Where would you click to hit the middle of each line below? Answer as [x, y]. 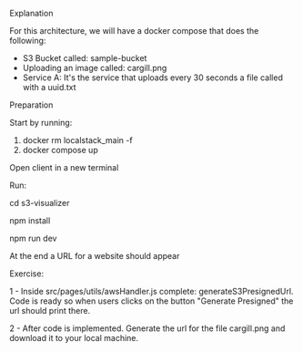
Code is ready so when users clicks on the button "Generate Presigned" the [151, 301]
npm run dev [33, 238]
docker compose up [60, 150]
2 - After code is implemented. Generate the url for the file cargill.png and [147, 328]
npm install [30, 221]
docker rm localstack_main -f [78, 140]
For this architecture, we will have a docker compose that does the [134, 31]
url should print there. [50, 311]
